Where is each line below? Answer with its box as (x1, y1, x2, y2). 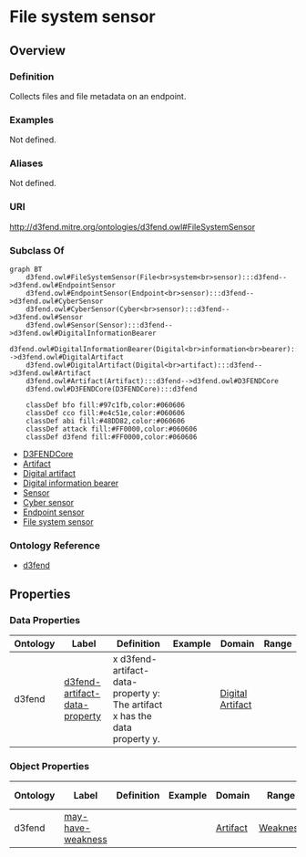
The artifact (112, 698, 163, 711)
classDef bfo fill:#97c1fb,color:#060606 (25, 401, 185, 410)
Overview (9, 43, 66, 58)
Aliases (9, 157, 44, 170)
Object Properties (9, 759, 89, 772)
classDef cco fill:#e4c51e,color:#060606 (25, 409, 185, 418)
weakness (63, 833, 107, 846)
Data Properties (9, 613, 81, 626)
